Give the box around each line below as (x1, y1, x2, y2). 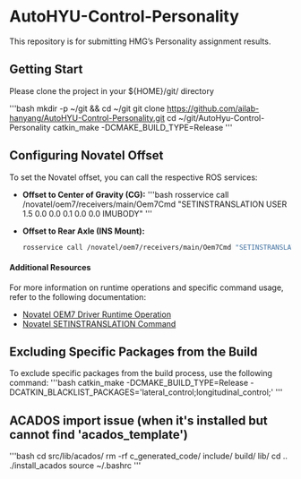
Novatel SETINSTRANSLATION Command (21, 318, 176, 329)
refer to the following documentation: (9, 291, 146, 302)
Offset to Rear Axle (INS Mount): (21, 226, 145, 236)
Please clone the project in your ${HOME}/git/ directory (9, 85, 215, 96)
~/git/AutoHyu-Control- (177, 112, 265, 123)
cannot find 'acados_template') (9, 427, 188, 442)
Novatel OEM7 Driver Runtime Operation (21, 309, 172, 320)
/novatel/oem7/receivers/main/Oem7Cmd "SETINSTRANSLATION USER (21, 199, 288, 210)
